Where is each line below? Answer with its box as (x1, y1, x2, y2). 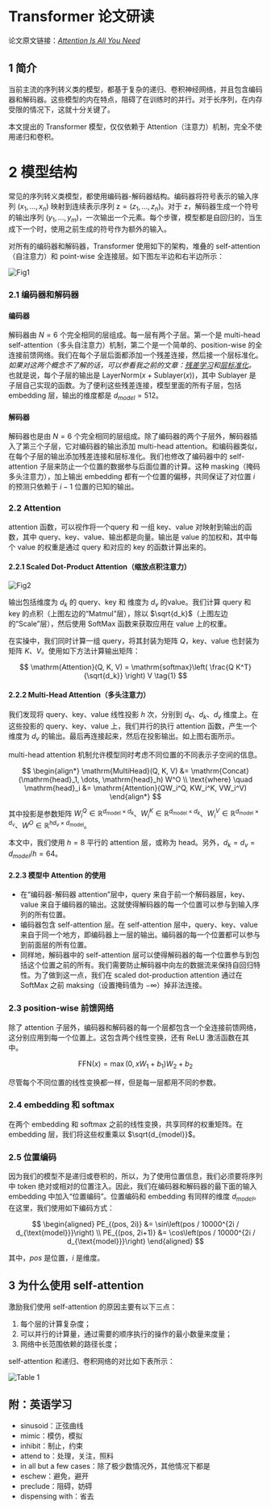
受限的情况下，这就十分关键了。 (8, 104, 115, 114)
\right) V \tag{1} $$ (124, 670, 188, 680)
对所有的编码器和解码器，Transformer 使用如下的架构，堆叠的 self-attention (8, 241, 261, 251)
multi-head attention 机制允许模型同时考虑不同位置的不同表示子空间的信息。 (8, 749, 262, 759)
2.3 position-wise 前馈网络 (8, 1003, 115, 1014)
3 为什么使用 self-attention (8, 1279, 144, 1293)
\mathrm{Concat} (190, 765, 250, 775)
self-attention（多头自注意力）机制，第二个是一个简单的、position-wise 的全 (8, 340, 263, 350)
